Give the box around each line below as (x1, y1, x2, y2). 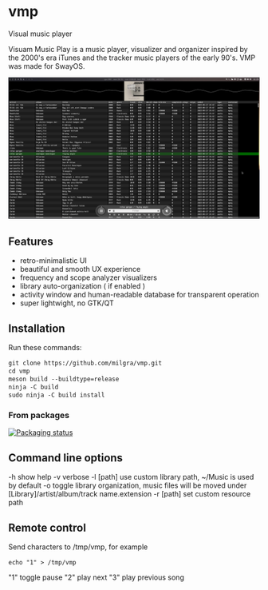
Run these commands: (8, 343, 82, 353)
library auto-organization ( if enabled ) (19, 281, 146, 291)
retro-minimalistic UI (19, 256, 88, 265)
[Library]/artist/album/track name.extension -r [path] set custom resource (8, 489, 251, 499)
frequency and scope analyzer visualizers (19, 273, 158, 282)
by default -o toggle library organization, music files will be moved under (8, 480, 247, 490)
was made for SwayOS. (8, 61, 85, 70)
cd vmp (8, 367, 30, 376)
